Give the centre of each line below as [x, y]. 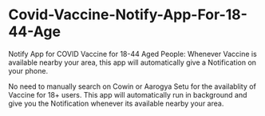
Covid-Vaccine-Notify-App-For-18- [128, 15]
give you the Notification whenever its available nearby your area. [116, 103]
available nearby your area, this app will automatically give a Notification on [132, 62]
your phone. [28, 70]
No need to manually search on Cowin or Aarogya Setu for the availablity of [132, 86]
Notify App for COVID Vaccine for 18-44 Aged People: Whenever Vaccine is [132, 54]
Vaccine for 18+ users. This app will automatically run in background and [128, 94]
